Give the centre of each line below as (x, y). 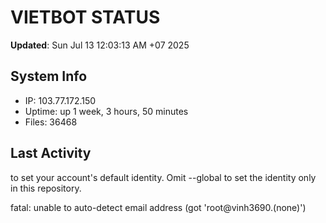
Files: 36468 (51, 122)
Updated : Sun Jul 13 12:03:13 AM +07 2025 (100, 45)
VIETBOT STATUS (85, 17)
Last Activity (51, 153)
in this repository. (46, 188)
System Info (49, 76)
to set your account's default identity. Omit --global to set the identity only (163, 177)
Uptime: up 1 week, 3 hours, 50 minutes (106, 111)
